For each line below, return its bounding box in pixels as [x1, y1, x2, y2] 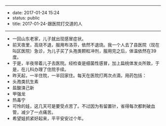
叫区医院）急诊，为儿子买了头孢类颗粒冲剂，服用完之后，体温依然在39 [12, 48, 157, 54]
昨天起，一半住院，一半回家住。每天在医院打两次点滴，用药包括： [12, 73, 147, 78]
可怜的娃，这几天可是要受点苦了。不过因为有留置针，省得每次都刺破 [12, 103, 151, 109]
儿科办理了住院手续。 [25, 67, 69, 72]
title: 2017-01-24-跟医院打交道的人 [12, 21, 83, 26]
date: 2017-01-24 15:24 [12, 10, 60, 15]
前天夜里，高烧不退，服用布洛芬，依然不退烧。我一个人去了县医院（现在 [12, 42, 160, 48]
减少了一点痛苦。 [21, 109, 56, 115]
